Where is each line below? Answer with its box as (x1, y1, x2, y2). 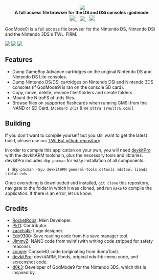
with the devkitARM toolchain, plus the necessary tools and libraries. (5, 152, 143, 158)
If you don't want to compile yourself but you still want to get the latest (5, 132, 148, 138)
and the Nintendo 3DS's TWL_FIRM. (5, 31, 78, 37)
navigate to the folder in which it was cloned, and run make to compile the (5, 185, 152, 191)
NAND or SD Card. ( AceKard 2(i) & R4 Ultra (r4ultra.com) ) (12, 105, 134, 111)
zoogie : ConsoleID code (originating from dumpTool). (12, 249, 120, 255)
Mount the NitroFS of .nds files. (12, 95, 76, 101)
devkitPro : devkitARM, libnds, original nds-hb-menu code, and (12, 254, 138, 260)
